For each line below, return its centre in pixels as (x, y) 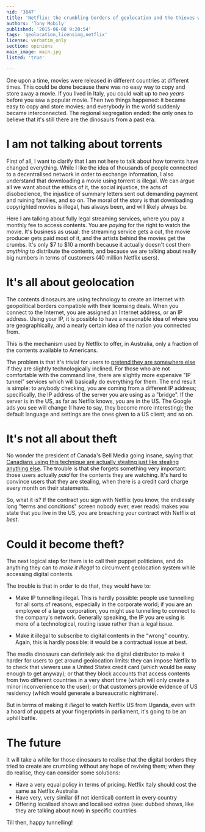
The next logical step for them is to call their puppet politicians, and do (95, 561)
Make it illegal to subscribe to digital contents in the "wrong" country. (102, 636)
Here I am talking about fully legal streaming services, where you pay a (95, 219)
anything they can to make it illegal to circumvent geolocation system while (101, 568)
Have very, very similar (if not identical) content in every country (96, 798)
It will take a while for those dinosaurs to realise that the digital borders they (102, 760)
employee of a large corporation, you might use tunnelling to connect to (105, 611)
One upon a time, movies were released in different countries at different (98, 80)
